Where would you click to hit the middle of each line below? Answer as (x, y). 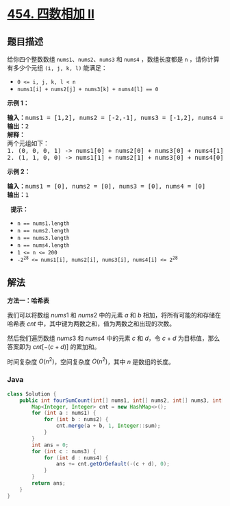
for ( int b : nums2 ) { (76, 420)
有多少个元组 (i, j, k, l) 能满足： (57, 68)
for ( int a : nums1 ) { (64, 413)
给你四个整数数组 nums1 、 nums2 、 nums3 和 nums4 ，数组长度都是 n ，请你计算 (113, 59)
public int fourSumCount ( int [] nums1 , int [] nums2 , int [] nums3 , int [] (124, 400)
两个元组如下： (28, 144)
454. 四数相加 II (51, 14)
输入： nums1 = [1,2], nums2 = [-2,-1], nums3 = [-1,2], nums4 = (115, 118)
